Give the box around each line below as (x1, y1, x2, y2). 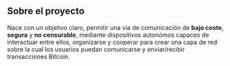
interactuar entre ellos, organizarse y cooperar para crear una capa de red (7, 37, 218, 46)
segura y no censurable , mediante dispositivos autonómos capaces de (7, 31, 209, 39)
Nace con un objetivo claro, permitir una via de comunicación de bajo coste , (7, 23, 224, 31)
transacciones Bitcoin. (7, 52, 70, 61)
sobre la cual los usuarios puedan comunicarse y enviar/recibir (7, 45, 185, 53)
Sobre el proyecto (7, 5, 84, 17)
